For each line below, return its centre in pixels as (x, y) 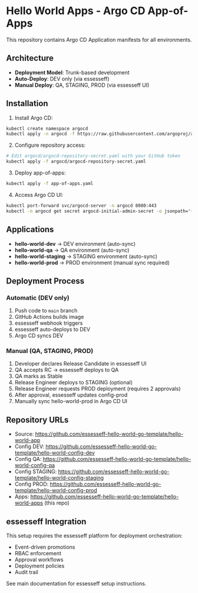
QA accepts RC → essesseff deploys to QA (67, 370)
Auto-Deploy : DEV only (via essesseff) (62, 78)
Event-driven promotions (45, 547)
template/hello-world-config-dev (55, 453)
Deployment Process (45, 281)
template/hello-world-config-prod (56, 490)
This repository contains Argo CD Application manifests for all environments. (99, 39)
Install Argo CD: (34, 118)
